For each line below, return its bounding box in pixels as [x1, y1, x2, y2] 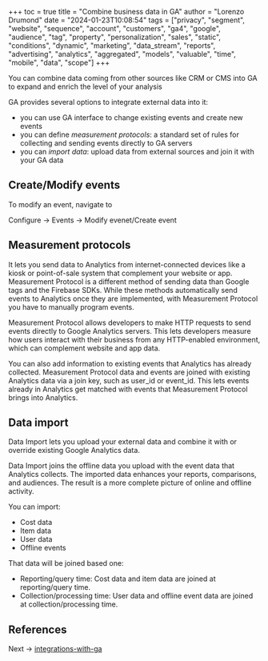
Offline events [19, 543, 66, 553]
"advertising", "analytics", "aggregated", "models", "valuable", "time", [8, 50, 236, 58]
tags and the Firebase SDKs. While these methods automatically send [8, 285, 238, 294]
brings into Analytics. [8, 392, 78, 403]
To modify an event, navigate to [8, 199, 113, 209]
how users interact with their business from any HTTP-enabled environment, [8, 335, 261, 344]
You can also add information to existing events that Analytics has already [8, 359, 252, 368]
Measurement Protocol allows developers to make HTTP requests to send [8, 318, 251, 327]
